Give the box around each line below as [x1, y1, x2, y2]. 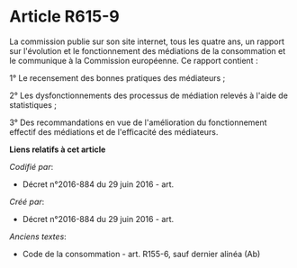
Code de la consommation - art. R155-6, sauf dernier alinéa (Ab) [22, 248, 261, 259]
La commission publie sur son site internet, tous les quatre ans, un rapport [9, 36, 285, 47]
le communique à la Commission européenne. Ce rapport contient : [9, 55, 258, 66]
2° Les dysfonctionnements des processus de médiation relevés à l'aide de [9, 90, 288, 101]
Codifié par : [9, 161, 54, 172]
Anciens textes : [9, 231, 67, 242]
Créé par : [9, 196, 45, 207]
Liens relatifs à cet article [9, 144, 106, 155]
